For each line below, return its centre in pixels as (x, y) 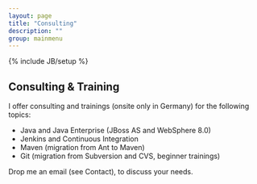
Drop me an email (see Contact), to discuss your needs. (101, 172)
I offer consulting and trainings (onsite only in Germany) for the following (129, 107)
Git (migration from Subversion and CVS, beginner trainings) (120, 156)
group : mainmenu (35, 38)
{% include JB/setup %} (48, 61)
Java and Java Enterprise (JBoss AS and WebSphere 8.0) (116, 131)
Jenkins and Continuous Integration (79, 139)
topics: (20, 115)
